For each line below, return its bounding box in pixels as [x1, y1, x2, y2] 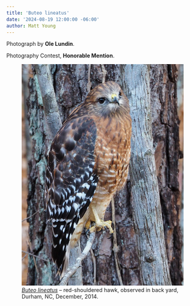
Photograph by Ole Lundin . [6, 40, 75, 48]
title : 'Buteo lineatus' [6, 10, 70, 16]
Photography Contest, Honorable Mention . [6, 52, 115, 59]
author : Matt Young [6, 23, 56, 29]
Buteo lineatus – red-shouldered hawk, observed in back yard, [21, 286, 179, 293]
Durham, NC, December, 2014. [21, 293, 99, 300]
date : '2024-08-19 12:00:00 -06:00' [6, 16, 100, 23]
